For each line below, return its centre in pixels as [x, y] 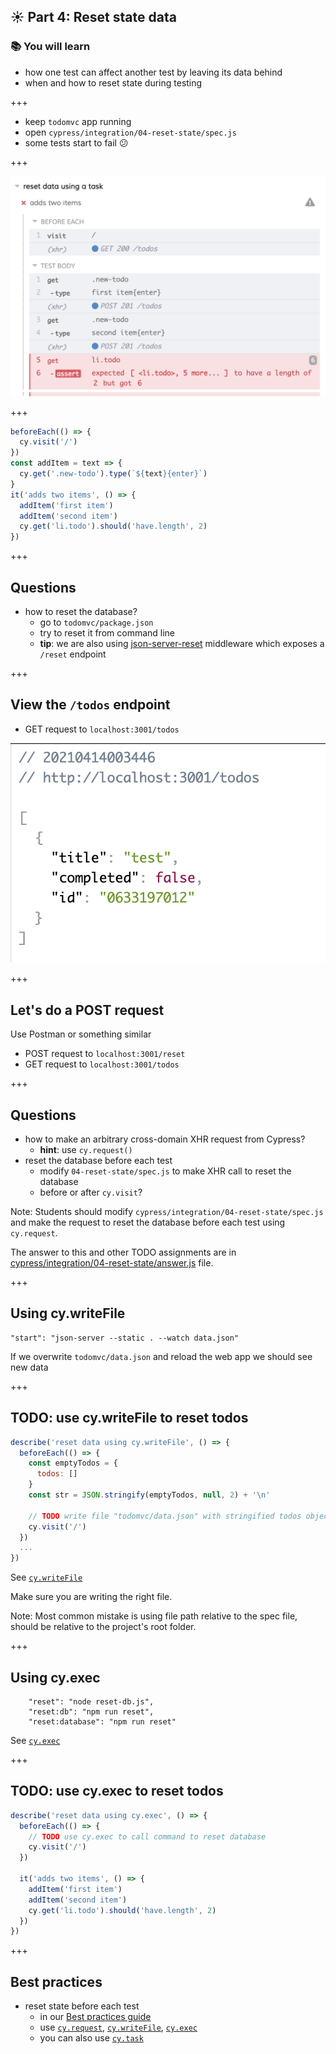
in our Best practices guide [95, 2017]
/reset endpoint [73, 654]
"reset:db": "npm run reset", [91, 1712]
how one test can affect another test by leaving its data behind [153, 72]
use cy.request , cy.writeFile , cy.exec [118, 2027]
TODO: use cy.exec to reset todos [117, 1791]
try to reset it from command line [107, 633]
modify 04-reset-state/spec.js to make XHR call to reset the [165, 1171]
